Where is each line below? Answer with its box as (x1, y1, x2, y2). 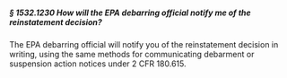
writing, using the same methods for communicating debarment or (9, 48, 255, 59)
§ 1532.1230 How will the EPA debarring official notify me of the (9, 7, 251, 18)
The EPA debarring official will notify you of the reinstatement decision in (9, 39, 279, 49)
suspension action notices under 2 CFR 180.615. (9, 58, 187, 69)
